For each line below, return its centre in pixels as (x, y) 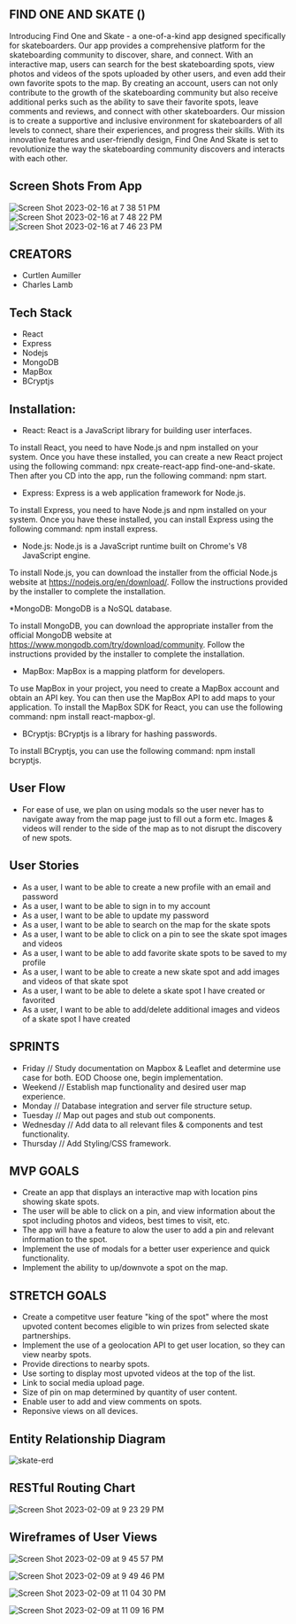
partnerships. (46, 1336)
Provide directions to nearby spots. (86, 1364)
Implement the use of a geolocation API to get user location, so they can (153, 1345)
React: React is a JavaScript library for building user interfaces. (137, 431)
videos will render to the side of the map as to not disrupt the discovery (152, 828)
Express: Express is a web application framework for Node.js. (133, 493)
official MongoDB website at (61, 635)
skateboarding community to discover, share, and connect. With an (131, 54)
